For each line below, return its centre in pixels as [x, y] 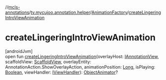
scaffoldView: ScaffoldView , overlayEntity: [48, 62]
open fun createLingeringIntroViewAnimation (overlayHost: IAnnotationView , [82, 56]
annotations [17, 12]
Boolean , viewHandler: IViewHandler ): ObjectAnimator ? [61, 72]
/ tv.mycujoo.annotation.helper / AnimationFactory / [79, 12]
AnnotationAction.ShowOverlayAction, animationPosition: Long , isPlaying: [80, 67]
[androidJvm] [19, 51]
